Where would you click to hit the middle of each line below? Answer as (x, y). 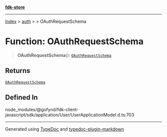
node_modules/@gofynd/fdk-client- (42, 109)
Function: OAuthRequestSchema (74, 41)
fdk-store (15, 7)
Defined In (22, 98)
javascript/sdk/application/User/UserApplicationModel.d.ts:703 (70, 115)
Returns (18, 71)
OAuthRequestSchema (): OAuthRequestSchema (64, 55)
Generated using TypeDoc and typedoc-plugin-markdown (65, 129)
